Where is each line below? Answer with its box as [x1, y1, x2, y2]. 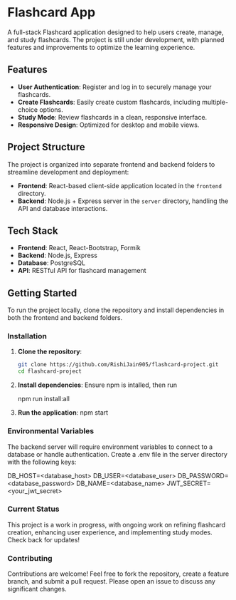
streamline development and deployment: [7, 167, 129, 176]
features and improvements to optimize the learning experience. [7, 43, 195, 51]
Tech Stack [7, 224, 58, 237]
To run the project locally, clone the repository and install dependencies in [7, 306, 225, 314]
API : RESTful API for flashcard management [17, 267, 147, 275]
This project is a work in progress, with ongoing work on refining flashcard [7, 520, 226, 529]
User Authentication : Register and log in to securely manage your [17, 83, 212, 91]
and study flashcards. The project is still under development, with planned [7, 35, 225, 43]
